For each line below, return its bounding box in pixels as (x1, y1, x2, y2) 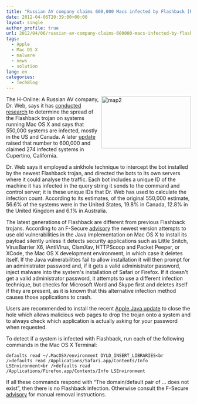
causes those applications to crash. (6, 293, 92, 301)
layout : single (6, 19, 43, 25)
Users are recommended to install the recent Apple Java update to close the (6, 305, 191, 312)
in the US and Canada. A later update (6, 133, 96, 140)
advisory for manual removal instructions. (6, 391, 107, 398)
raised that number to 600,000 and (6, 139, 91, 146)
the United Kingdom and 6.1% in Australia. (6, 207, 107, 214)
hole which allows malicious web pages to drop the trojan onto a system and (6, 311, 191, 318)
